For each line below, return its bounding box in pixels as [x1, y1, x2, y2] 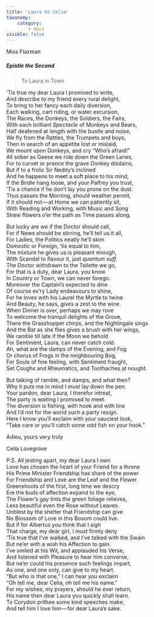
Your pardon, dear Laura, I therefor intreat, [6, 389, 112, 397]
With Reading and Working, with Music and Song [6, 205, 129, 212]
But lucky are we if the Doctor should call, [6, 223, 111, 230]
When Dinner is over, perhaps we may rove [6, 307, 114, 314]
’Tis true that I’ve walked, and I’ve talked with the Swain [6, 534, 146, 541]
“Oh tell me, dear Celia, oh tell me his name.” [6, 579, 118, 587]
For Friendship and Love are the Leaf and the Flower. [6, 476, 138, 484]
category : [17, 20, 42, 26]
